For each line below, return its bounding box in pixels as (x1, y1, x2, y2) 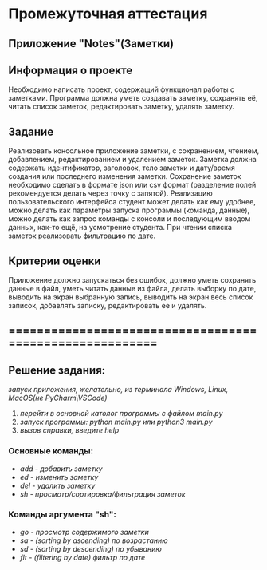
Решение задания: (8, 363, 106, 377)
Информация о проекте (8, 63, 133, 77)
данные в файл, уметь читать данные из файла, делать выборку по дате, (8, 284, 257, 294)
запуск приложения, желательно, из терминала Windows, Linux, (8, 385, 229, 394)
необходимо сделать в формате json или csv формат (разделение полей (8, 180, 257, 190)
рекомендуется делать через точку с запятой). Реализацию (8, 188, 213, 198)
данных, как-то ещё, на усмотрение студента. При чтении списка (8, 223, 233, 232)
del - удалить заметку (19, 481, 96, 490)
